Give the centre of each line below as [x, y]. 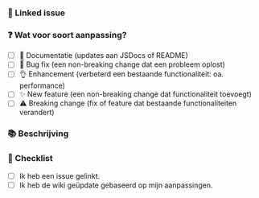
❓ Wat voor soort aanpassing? [67, 35]
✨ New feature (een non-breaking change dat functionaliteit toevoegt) [136, 94]
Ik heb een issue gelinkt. [60, 175]
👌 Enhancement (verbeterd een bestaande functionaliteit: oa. [121, 74]
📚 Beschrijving [38, 134]
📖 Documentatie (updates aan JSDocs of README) [103, 56]
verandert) [37, 113]
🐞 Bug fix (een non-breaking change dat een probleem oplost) [122, 64]
